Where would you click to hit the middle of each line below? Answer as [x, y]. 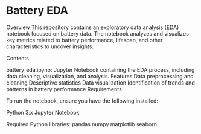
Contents [18, 58]
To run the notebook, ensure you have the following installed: [82, 101]
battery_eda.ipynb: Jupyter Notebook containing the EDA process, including [101, 69]
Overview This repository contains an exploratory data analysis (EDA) [93, 27]
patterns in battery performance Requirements [64, 89]
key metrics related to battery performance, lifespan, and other [85, 40]
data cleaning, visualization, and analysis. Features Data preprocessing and [100, 76]
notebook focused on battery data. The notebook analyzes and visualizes [97, 33]
